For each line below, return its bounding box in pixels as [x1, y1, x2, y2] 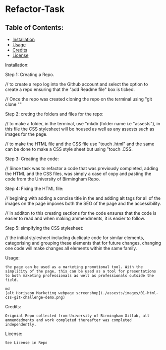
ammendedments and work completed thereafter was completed [5, 318, 132, 323]
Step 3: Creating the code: [5, 156, 59, 162]
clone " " [5, 101, 22, 107]
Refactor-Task [5, 3, 65, 15]
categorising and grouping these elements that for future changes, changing [5, 240, 162, 246]
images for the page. [5, 131, 48, 137]
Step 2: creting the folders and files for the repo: [5, 111, 104, 117]
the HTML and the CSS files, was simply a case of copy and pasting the [5, 171, 152, 176]
